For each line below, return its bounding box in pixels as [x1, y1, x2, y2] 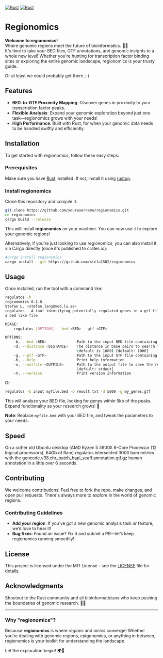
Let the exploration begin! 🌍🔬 [5, 648, 65, 654]
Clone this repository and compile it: [5, 199, 78, 205]
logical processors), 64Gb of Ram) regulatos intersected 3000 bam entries [5, 450, 154, 456]
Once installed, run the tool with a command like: [5, 286, 103, 291]
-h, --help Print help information [14, 357, 125, 362]
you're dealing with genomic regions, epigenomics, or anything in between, [5, 633, 156, 639]
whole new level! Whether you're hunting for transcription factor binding [5, 53, 149, 59]
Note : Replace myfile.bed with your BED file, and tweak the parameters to [5, 413, 153, 418]
